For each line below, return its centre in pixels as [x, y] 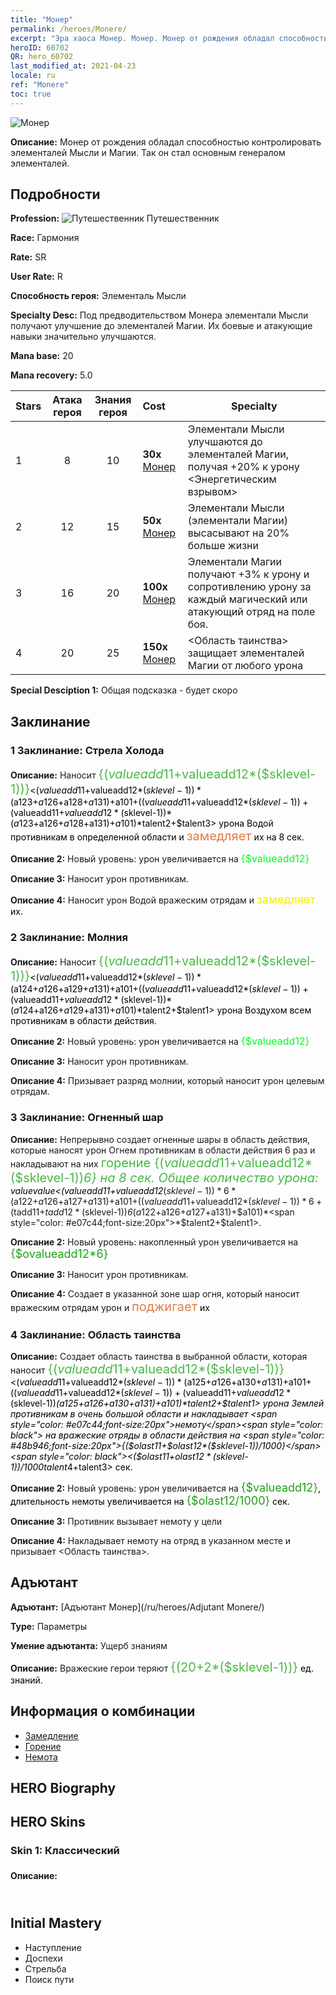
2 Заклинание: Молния [69, 938]
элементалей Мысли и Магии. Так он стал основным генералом [148, 152]
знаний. [26, 1680]
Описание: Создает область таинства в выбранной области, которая [159, 1357]
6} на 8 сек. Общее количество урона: [201, 1177]
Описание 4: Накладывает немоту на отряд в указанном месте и [151, 1541]
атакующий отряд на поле [251, 612]
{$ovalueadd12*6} [59, 1253]
